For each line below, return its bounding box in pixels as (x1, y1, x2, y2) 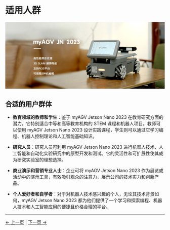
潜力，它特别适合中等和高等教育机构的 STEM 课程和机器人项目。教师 (12, 120, 156, 127)
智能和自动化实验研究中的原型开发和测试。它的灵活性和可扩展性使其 (17, 150, 159, 156)
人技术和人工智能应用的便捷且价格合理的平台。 (12, 204, 110, 210)
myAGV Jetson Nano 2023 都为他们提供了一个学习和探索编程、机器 (21, 198, 162, 204)
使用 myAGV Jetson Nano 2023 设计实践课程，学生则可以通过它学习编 (17, 127, 163, 133)
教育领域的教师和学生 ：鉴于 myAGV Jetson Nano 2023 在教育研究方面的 (12, 114, 163, 120)
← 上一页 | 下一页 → (5, 219, 47, 225)
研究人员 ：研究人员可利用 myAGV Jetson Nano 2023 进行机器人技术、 (12, 144, 159, 150)
